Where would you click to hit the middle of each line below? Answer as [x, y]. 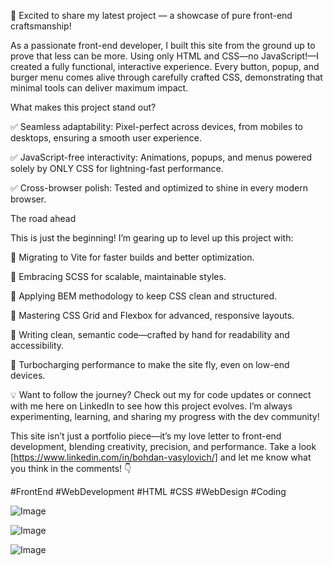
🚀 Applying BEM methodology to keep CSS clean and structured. [144, 296]
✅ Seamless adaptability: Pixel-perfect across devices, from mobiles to [156, 126]
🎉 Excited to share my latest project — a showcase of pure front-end [151, 15]
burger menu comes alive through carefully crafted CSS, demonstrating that [166, 77]
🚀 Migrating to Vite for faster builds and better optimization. [132, 257]
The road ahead [43, 218]
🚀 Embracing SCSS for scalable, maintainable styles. [118, 276]
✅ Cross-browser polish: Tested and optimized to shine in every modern [159, 188]
